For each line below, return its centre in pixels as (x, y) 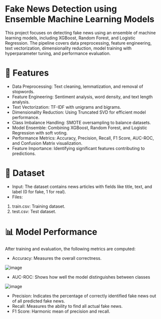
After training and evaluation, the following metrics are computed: (70, 249)
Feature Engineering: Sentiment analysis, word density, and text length (82, 97)
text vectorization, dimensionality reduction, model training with (68, 48)
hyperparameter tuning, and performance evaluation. (58, 53)
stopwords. (23, 91)
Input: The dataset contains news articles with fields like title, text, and (82, 186)
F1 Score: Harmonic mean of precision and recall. (61, 311)
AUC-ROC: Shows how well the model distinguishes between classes (81, 277)
